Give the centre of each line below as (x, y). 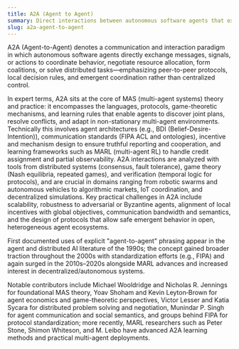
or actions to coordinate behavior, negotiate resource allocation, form (109, 63)
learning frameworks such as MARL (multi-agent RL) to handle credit (108, 152)
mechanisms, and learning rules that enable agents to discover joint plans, (116, 114)
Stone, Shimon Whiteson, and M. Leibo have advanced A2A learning (107, 331)
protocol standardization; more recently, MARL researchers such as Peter (115, 323)
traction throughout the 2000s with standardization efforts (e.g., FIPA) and (116, 256)
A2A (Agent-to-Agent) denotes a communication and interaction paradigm (116, 48)
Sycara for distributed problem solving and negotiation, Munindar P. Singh (116, 308)
